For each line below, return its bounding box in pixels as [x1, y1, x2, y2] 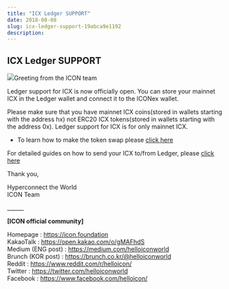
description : [7, 29, 45, 36]
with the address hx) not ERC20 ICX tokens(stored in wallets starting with [7, 115, 215, 124]
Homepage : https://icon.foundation [7, 231, 109, 239]
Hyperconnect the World [7, 183, 77, 191]
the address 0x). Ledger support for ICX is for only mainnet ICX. [7, 122, 188, 131]
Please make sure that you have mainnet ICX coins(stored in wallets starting [7, 108, 222, 116]
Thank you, [7, 170, 39, 178]
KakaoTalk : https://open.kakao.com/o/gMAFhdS [7, 238, 145, 246]
